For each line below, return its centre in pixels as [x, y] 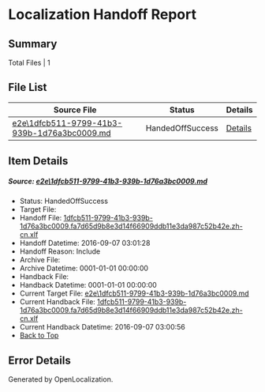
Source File [75, 110]
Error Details [39, 360]
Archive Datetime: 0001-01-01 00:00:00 [84, 268]
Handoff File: [41, 218]
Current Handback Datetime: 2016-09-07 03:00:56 [102, 327]
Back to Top [39, 335]
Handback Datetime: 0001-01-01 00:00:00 [88, 285]
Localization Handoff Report [103, 15]
